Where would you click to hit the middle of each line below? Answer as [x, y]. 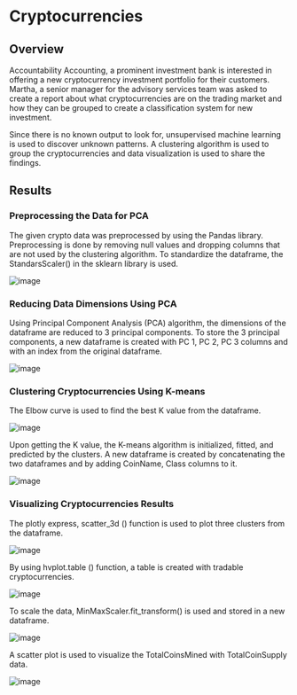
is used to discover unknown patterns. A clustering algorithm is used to [139, 144]
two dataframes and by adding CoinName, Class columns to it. [123, 464]
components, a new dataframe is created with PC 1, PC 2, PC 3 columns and [148, 341]
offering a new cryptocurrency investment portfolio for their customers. [140, 80]
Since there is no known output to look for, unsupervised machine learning [145, 134]
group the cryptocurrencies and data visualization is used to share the [137, 153]
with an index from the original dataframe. [86, 351]
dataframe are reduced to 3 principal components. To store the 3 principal [145, 332]
